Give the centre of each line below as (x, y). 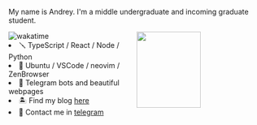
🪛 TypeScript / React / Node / (69, 45)
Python (20, 57)
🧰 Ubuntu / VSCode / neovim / (70, 65)
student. (22, 20)
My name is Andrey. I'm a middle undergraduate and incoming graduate (129, 12)
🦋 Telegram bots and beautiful (69, 83)
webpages (26, 91)
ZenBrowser (29, 74)
